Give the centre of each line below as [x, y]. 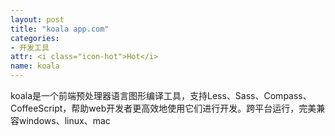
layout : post [37, 19]
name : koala [35, 66]
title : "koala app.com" [60, 29]
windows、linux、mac [64, 120]
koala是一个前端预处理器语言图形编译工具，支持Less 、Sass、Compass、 [161, 95]
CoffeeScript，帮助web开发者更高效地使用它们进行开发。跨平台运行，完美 [163, 108]
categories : [35, 38]
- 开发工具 [30, 47]
